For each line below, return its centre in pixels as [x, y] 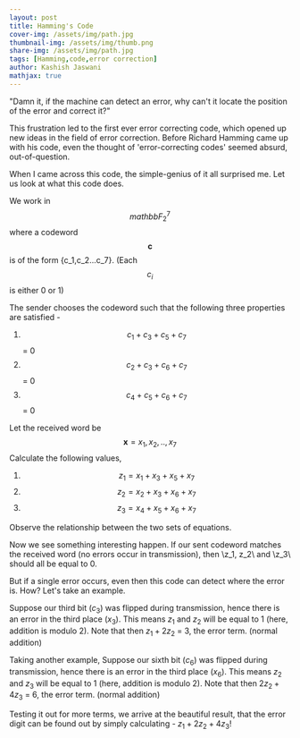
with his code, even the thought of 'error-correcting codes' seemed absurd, [149, 147]
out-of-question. [40, 157]
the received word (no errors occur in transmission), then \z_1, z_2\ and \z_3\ [150, 554]
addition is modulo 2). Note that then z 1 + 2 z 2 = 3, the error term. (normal [144, 632]
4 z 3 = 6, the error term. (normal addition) [85, 696]
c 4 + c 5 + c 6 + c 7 [157, 396]
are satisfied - [35, 317]
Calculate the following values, [66, 458]
